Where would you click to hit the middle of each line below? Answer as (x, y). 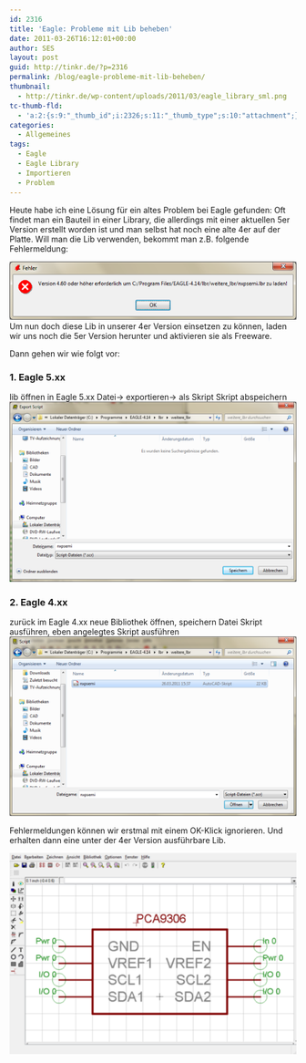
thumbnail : (30, 87)
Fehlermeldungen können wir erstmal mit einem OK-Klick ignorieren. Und (147, 831)
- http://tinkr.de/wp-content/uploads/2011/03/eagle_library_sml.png (152, 96)
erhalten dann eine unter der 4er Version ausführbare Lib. (117, 841)
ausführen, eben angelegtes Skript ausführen (95, 631)
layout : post (34, 58)
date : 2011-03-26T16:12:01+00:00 (73, 38)
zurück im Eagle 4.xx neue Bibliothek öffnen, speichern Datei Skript (136, 622)
